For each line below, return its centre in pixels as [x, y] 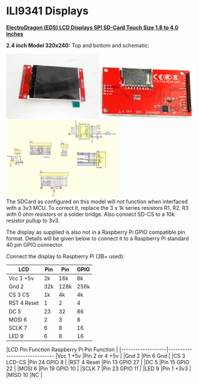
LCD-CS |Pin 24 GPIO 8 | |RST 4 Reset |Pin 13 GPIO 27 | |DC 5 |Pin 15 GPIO [98, 362]
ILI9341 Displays [48, 11]
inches [15, 33]
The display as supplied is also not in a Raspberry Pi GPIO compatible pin [96, 232]
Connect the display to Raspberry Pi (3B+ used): [65, 256]
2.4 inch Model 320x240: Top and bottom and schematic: [78, 45]
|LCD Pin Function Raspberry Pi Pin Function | [62, 349]
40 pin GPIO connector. [35, 244]
